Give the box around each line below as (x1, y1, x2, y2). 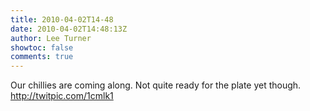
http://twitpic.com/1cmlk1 (10, 90, 114, 102)
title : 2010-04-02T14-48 (10, 14, 114, 25)
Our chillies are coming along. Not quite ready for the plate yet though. (10, 79, 302, 91)
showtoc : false (10, 42, 74, 53)
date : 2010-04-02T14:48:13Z (10, 24, 128, 34)
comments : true (10, 52, 74, 62)
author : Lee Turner (10, 33, 92, 43)
